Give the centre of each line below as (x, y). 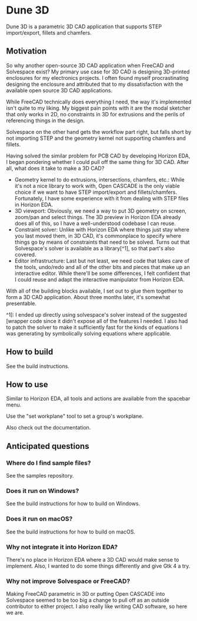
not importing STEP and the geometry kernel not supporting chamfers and (96, 138)
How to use (27, 385)
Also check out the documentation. (49, 428)
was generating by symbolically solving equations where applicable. (89, 333)
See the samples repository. (40, 476)
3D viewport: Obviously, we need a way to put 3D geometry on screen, (101, 211)
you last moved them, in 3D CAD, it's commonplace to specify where (98, 236)
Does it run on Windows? (43, 491)
